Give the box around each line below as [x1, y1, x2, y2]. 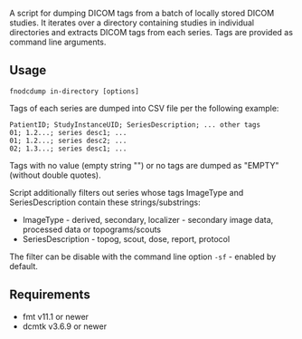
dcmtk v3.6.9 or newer [22, 321, 107, 332]
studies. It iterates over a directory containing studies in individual [9, 17, 255, 28]
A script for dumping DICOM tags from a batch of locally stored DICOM [9, 8, 275, 18]
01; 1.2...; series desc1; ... [9, 128, 127, 137]
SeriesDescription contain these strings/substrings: [9, 197, 201, 208]
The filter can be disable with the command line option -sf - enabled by [9, 251, 277, 262]
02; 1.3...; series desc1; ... [9, 144, 127, 153]
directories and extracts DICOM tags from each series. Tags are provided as [9, 27, 294, 37]
